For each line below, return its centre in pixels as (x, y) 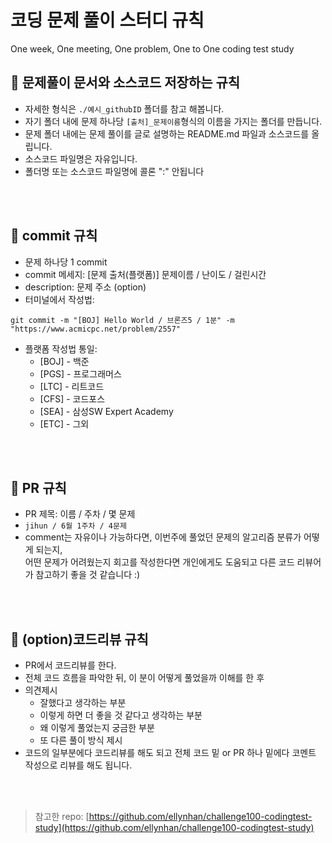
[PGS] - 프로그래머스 (80, 373)
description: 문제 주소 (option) (85, 287)
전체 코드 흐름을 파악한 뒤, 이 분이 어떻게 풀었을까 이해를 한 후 (144, 678)
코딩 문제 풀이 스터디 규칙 (107, 20)
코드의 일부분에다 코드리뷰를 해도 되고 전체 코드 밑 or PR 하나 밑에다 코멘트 (170, 753)
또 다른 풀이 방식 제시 (81, 740)
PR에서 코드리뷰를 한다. (70, 665)
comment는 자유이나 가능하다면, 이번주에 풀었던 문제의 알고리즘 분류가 (163, 537)
